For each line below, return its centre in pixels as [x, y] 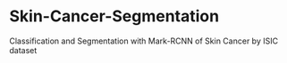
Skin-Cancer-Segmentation [114, 16]
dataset [23, 50]
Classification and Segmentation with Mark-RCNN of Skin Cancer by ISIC [144, 41]
